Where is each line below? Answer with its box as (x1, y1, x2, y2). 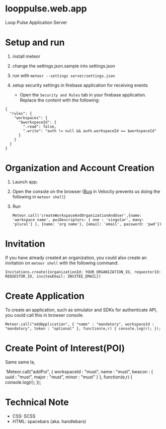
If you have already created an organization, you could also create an (5, 255, 147, 260)
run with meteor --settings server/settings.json (12, 73, 115, 79)
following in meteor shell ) (12, 193, 66, 199)
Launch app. (12, 178, 38, 184)
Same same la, (5, 359, 36, 365)
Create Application (5, 290, 84, 301)
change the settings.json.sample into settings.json (12, 63, 115, 69)
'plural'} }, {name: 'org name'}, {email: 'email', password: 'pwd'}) (12, 222, 162, 227)
